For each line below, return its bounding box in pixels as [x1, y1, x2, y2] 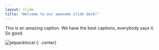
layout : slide [5, 7, 34, 12]
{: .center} [36, 39, 57, 45]
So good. [5, 30, 23, 36]
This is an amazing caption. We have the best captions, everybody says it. [5, 25, 155, 31]
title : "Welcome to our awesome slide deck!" [5, 12, 99, 17]
